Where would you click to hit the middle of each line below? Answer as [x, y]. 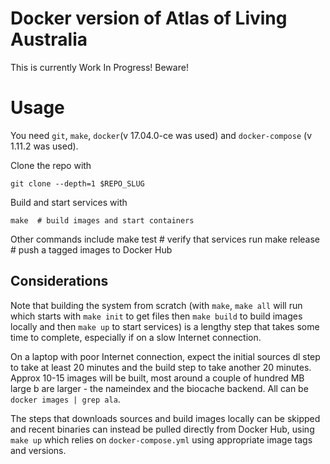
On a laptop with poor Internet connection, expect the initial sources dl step [165, 356]
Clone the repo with [51, 165]
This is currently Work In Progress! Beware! [99, 67]
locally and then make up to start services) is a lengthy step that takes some [165, 326]
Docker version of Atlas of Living [149, 18]
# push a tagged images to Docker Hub [91, 249]
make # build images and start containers [102, 220]
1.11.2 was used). [44, 146]
